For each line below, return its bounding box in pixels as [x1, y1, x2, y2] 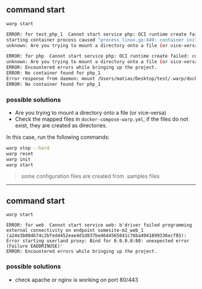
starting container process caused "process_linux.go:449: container [6, 37, 185, 43]
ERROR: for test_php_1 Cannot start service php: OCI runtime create [6, 31, 187, 37]
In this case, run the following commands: [6, 133, 110, 141]
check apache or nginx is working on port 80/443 [14, 276, 138, 283]
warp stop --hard [6, 145, 50, 151]
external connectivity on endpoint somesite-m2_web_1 [6, 228, 144, 234]
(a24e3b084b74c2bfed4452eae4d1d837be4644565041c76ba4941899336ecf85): [6, 233, 187, 239]
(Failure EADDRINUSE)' [6, 243, 63, 249]
